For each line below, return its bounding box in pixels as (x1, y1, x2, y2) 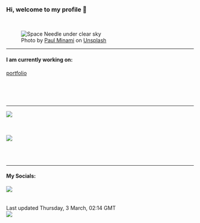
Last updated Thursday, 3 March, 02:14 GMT (6, 204, 116, 211)
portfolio (6, 69, 27, 76)
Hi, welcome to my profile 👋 (6, 5, 87, 14)
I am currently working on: (6, 56, 73, 63)
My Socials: (6, 172, 36, 179)
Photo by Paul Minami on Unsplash (21, 37, 107, 44)
